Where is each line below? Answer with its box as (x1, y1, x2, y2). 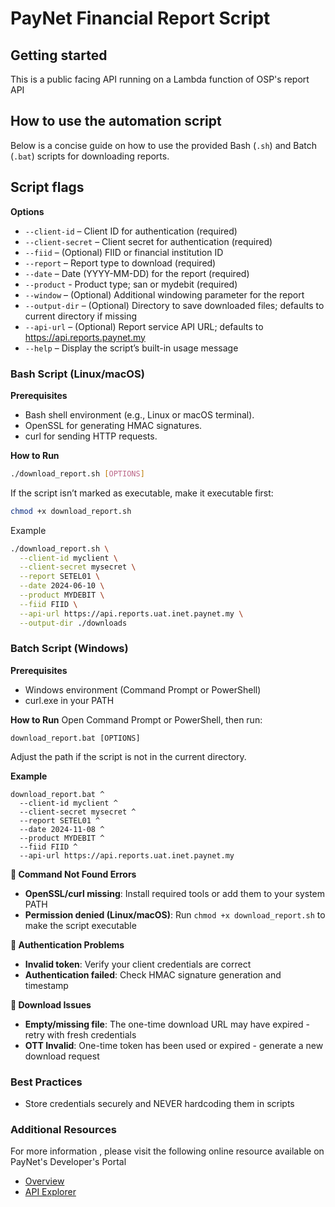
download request (24, 1050, 100, 1062)
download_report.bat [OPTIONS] (10, 733, 141, 743)
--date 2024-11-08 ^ (19, 824, 105, 834)
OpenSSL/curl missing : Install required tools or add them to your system (24, 887, 326, 899)
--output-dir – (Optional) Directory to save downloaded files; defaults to (24, 299, 325, 311)
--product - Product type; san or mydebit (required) (24, 278, 238, 290)
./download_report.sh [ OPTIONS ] (10, 468, 145, 479)
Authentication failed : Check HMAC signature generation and (24, 968, 282, 981)
